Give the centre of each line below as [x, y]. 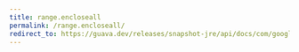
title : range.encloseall [55, 17]
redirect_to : [33, 33]
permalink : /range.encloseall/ [67, 26]
